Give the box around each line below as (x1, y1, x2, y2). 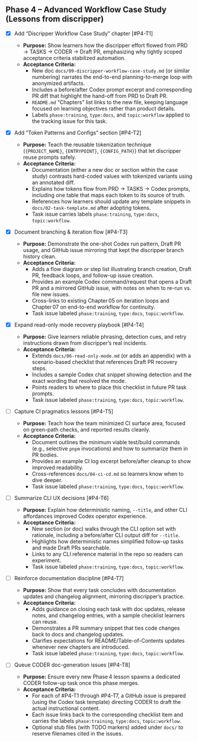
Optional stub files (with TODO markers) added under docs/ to (31, 724, 184, 731)
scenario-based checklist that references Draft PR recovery (31, 359, 178, 366)
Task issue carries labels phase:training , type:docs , (31, 210, 159, 218)
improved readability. (31, 464, 84, 471)
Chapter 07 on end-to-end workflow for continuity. (31, 303, 155, 310)
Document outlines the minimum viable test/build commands (31, 439, 180, 446)
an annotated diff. (31, 178, 75, 186)
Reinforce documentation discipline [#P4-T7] (14, 575, 124, 582)
